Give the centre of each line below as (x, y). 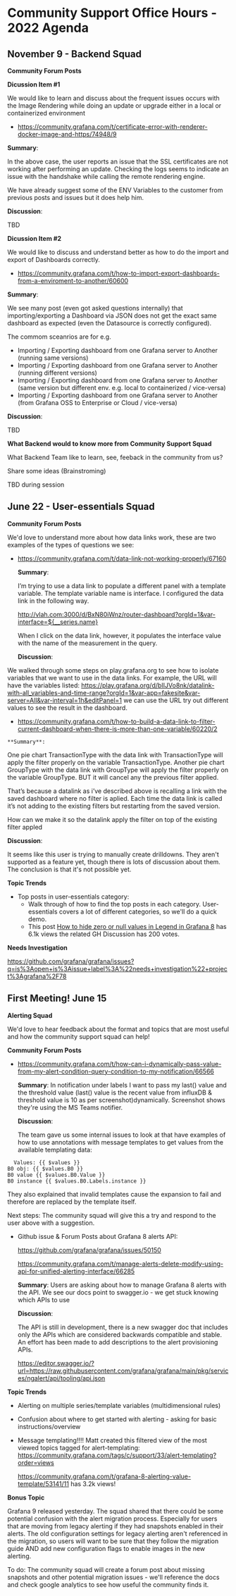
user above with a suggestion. (51, 1223)
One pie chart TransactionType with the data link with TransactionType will (115, 754)
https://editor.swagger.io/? (56, 1363)
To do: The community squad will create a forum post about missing (106, 1569)
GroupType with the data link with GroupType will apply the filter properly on (118, 770)
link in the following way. (53, 601)
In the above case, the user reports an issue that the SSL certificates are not (118, 161)
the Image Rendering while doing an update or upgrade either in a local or (114, 106)
